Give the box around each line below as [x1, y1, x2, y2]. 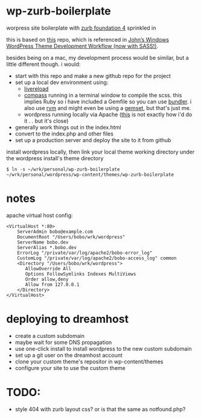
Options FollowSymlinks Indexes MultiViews [25, 271, 136, 277]
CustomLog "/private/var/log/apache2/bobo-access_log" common [17, 255, 177, 261]
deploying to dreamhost [6, 313, 129, 326]
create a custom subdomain [14, 332, 85, 339]
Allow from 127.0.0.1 [25, 281, 80, 288]
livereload [24, 85, 49, 92]
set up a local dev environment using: [14, 79, 109, 86]
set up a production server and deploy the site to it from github [14, 136, 171, 143]
